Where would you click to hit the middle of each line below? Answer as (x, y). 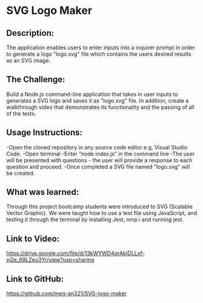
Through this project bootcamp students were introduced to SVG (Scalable (99, 206)
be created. (21, 173)
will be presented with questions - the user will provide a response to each (99, 160)
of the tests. (21, 114)
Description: (30, 33)
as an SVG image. (28, 60)
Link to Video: (33, 238)
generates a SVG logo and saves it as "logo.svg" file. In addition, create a (98, 100)
